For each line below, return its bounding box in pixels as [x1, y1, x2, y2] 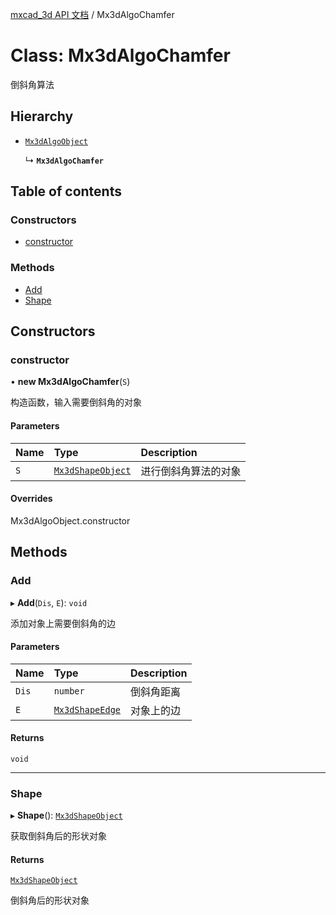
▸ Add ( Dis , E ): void [10, 596, 88, 608]
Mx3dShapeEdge [53, 704, 122, 715]
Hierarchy [10, 108, 74, 125]
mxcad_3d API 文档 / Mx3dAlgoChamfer [10, 9, 175, 20]
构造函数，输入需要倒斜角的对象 [10, 396, 142, 408]
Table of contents [10, 183, 122, 200]
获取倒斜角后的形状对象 [10, 830, 107, 842]
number [53, 685, 85, 697]
